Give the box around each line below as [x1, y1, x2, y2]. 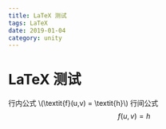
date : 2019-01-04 [8, 26, 66, 34]
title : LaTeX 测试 [8, 11, 67, 20]
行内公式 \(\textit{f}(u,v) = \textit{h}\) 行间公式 [8, 99, 159, 108]
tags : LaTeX [8, 19, 48, 27]
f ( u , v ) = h [117, 111, 151, 121]
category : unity [8, 33, 62, 42]
